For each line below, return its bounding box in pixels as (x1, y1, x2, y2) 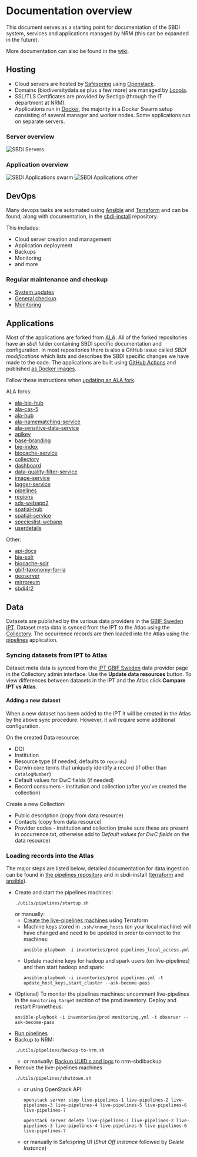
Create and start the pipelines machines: (14, 889, 113, 896)
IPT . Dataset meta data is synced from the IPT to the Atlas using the (6, 624, 171, 631)
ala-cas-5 (14, 406, 39, 413)
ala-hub (14, 412, 34, 419)
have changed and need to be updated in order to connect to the (23, 929, 181, 936)
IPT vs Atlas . (6, 683, 38, 690)
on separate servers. (14, 118, 65, 125)
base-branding (14, 437, 51, 444)
